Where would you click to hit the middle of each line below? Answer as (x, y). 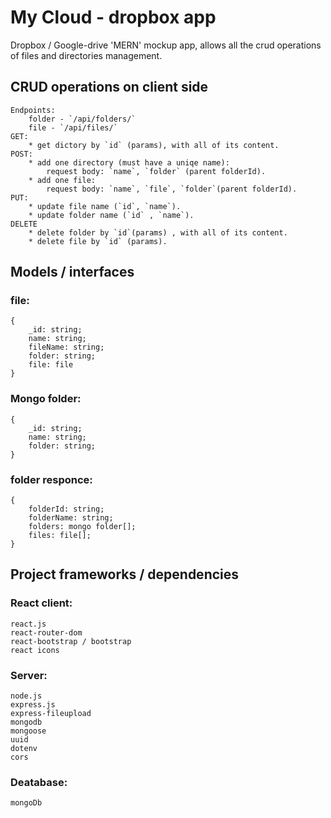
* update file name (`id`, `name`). (105, 206)
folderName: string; (71, 518)
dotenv (24, 749)
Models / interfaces (72, 272)
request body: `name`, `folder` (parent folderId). (156, 171)
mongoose (28, 731)
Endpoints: (33, 110)
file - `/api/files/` (73, 127)
